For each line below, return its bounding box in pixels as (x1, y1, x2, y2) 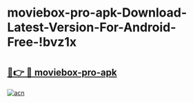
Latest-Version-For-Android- (7, 19, 176, 35)
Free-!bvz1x (7, 35, 77, 50)
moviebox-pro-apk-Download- (7, 5, 187, 21)
